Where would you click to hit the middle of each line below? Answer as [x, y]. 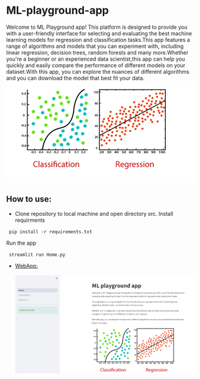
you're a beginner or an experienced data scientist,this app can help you [96, 59]
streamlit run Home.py [37, 255]
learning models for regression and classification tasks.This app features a [98, 40]
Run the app [21, 243]
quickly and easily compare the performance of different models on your [96, 65]
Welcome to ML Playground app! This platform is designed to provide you [97, 27]
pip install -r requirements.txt [51, 231]
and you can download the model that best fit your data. [75, 78]
